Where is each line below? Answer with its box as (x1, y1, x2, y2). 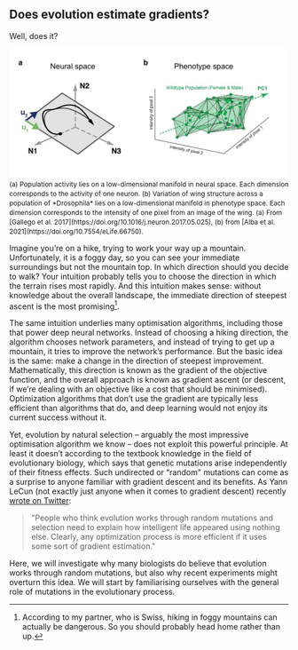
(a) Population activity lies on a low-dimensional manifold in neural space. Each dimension (9, 179, 289, 189)
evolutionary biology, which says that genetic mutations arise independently (9, 457, 287, 469)
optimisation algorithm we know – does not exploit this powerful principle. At (9, 439, 288, 449)
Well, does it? (9, 30, 59, 41)
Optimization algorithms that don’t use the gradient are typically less (9, 393, 259, 404)
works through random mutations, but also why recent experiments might (9, 567, 278, 578)
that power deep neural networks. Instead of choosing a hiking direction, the (9, 328, 289, 338)
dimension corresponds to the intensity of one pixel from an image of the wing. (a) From (9, 208, 282, 217)
